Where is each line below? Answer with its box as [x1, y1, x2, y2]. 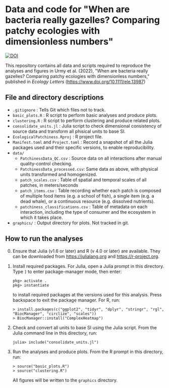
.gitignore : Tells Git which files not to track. [12, 106, 106, 112]
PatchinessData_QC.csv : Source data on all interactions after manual [20, 155, 162, 161]
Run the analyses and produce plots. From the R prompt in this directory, [12, 348, 163, 355]
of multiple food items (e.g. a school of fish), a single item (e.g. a [20, 192, 154, 199]
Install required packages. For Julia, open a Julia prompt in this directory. [12, 263, 164, 269]
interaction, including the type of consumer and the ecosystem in [20, 209, 156, 215]
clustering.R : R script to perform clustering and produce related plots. [12, 118, 161, 124]
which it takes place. [20, 214, 63, 220]
